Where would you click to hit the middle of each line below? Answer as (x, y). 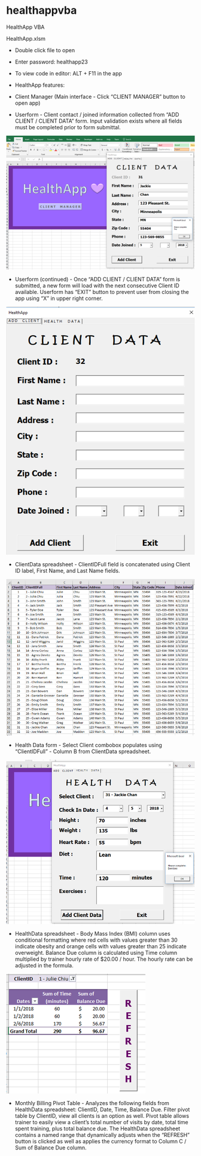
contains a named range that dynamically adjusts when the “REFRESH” (102, 1135)
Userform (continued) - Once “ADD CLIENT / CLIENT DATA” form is (98, 279)
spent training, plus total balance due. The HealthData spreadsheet (98, 1128)
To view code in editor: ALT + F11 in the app (68, 73)
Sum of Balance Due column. (51, 1148)
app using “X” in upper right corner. (59, 298)
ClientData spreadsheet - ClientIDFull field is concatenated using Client (102, 564)
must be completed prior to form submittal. (68, 127)
